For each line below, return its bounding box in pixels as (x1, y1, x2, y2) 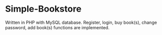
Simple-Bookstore (5, 3, 82, 15)
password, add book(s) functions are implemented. (5, 24, 110, 30)
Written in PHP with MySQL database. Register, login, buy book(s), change (5, 19, 157, 25)
